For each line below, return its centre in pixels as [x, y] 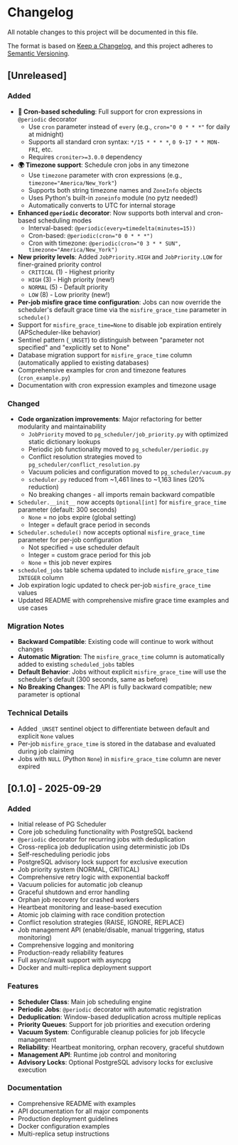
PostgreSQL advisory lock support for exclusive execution [103, 862]
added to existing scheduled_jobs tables [76, 665]
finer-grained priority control [59, 264]
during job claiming [46, 751]
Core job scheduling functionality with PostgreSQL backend [105, 832]
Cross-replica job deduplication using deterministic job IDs [103, 847]
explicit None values [46, 736]
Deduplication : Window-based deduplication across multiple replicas [119, 1016]
